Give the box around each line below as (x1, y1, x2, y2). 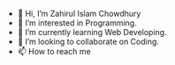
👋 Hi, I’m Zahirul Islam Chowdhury (17, 9, 141, 18)
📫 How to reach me (17, 47, 91, 56)
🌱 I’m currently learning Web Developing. (17, 27, 167, 37)
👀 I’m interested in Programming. (17, 18, 137, 28)
